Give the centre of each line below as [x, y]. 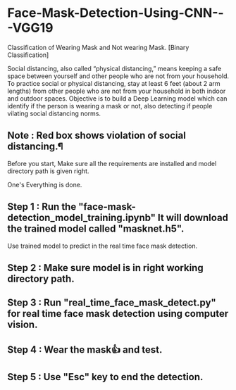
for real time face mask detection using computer [118, 314]
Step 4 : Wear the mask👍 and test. [85, 350]
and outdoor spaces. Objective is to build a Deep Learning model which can [117, 98]
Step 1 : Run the [42, 207]
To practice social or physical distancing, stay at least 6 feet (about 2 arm [114, 83]
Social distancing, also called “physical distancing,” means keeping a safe [114, 68]
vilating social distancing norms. [54, 113]
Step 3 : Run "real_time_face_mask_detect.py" [112, 303]
